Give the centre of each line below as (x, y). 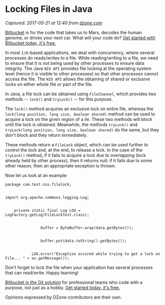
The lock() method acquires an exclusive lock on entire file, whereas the (79, 109)
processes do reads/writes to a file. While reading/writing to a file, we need (82, 58)
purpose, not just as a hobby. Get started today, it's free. (62, 287)
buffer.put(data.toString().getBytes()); (83, 241)
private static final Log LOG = (47, 210)
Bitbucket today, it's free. (31, 43)
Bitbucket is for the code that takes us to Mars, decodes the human (74, 32)
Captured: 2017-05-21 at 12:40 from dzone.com (54, 23)
